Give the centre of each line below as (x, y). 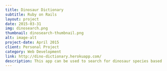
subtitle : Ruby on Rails (31, 14)
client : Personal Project (32, 47)
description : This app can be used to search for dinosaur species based (84, 61)
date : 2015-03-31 (23, 24)
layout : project (22, 19)
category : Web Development (33, 51)
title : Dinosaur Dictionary (34, 10)
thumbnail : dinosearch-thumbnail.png (44, 33)
